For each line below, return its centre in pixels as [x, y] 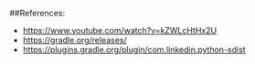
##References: [37, 13]
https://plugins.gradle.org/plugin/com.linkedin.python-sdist [134, 50]
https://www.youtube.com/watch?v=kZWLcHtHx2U [120, 30]
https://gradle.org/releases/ [74, 40]
